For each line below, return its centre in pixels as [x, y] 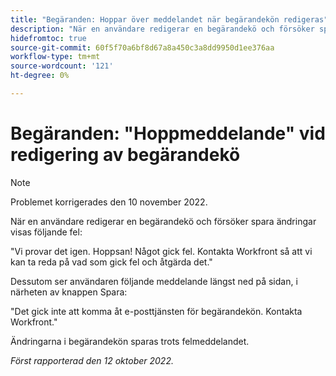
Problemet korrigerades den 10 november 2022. [109, 202]
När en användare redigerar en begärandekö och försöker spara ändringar [163, 221]
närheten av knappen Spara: [69, 292]
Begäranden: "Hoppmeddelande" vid [168, 133]
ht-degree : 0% [40, 76]
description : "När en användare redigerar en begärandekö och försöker [162, 29]
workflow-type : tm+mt [55, 57]
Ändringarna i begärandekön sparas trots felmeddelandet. [130, 341]
